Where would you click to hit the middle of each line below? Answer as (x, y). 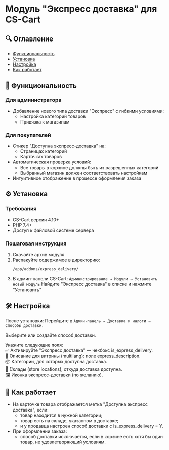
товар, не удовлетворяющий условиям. (63, 442)
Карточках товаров (41, 156)
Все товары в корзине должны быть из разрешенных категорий (89, 167)
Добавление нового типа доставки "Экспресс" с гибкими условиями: (88, 111)
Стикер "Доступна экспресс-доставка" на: (59, 146)
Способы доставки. (25, 325)
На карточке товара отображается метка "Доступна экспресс (80, 404)
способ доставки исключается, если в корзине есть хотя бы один (92, 437)
